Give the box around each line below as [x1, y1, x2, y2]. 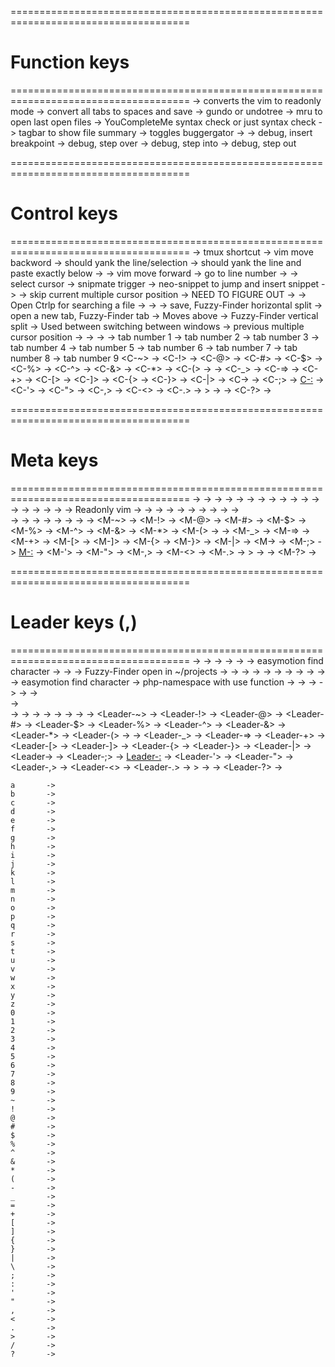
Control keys [10, 202, 119, 225]
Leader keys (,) [10, 611, 138, 633]
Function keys [10, 51, 130, 74]
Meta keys [10, 449, 99, 472]
